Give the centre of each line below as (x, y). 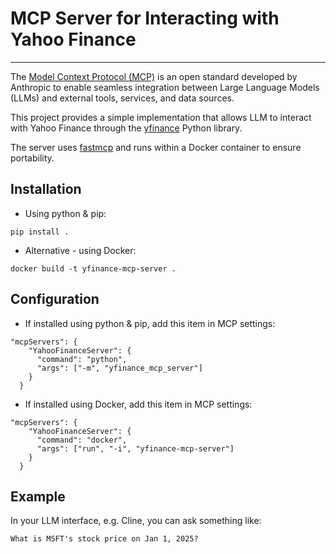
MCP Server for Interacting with (145, 18)
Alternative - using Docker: (80, 250)
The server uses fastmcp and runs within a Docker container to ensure (156, 147)
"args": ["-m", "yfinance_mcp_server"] (119, 368)
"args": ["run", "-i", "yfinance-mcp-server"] (135, 448)
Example (38, 496)
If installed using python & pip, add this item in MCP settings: (150, 323)
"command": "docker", (82, 440)
